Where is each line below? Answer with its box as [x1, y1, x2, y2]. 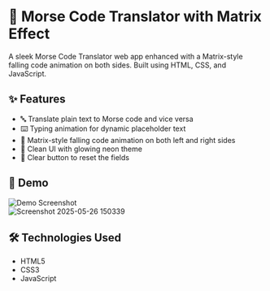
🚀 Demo [8, 176, 49, 190]
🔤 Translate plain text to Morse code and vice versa [20, 114, 194, 124]
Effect [8, 24, 50, 43]
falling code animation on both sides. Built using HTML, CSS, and [8, 60, 226, 70]
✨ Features [8, 93, 66, 106]
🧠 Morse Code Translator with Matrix [8, 7, 262, 26]
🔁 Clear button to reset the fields [20, 152, 130, 162]
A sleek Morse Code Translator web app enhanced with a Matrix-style [8, 51, 243, 61]
